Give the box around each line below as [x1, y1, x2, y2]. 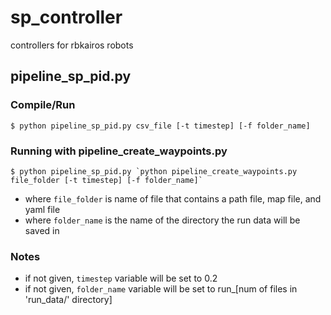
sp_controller [10, 6, 123, 29]
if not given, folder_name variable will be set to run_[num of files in [24, 283, 298, 295]
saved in [24, 224, 60, 236]
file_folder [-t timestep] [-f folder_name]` [10, 175, 203, 185]
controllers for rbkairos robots [10, 39, 134, 51]
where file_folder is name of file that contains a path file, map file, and [24, 192, 322, 205]
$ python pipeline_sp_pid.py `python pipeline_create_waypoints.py [10, 166, 298, 176]
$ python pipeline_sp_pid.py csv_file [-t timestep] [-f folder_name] [10, 121, 311, 131]
